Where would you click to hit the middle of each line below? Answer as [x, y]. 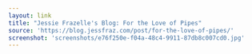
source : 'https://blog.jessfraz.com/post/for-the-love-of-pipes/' [121, 30]
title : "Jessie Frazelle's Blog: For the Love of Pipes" [105, 23]
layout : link [30, 15]
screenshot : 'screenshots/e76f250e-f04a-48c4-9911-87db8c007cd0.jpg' [127, 38]
